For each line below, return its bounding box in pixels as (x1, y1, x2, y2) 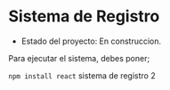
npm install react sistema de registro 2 (8, 70, 157, 81)
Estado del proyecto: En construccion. (20, 36, 162, 46)
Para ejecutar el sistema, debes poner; (8, 53, 150, 63)
